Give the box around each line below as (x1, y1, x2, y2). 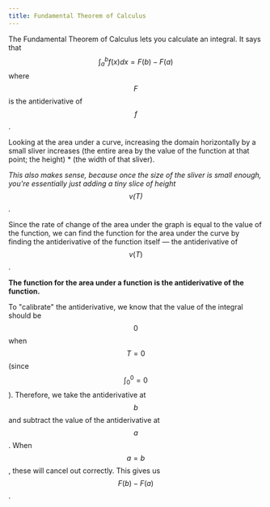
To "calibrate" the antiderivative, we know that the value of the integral (8, 302, 244, 312)
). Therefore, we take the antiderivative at (8, 390, 146, 399)
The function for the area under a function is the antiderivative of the (8, 278, 244, 288)
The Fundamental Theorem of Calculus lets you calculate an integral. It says (8, 34, 261, 44)
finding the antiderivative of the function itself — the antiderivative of (8, 237, 238, 247)
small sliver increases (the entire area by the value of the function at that (8, 146, 250, 156)
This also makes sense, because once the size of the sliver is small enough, (8, 171, 262, 180)
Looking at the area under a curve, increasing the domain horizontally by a (8, 137, 256, 147)
